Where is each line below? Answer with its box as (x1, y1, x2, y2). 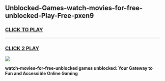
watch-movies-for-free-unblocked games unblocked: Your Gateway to (5, 65, 153, 71)
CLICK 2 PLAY (5, 45, 39, 52)
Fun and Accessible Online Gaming (5, 70, 78, 76)
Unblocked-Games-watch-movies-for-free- (5, 4, 143, 12)
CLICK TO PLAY (5, 27, 43, 33)
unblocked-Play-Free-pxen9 (5, 12, 94, 20)
